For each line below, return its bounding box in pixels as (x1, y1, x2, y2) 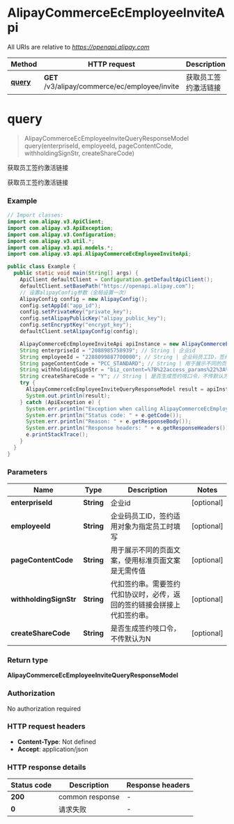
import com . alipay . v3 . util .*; (7, 238, 95, 244)
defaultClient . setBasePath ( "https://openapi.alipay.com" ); (19, 282, 195, 290)
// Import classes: (7, 212, 64, 219)
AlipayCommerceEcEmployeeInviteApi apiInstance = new (19, 340, 179, 348)
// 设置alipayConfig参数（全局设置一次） (19, 289, 129, 296)
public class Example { (7, 263, 77, 270)
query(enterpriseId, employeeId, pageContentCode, (24, 141, 173, 150)
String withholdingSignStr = (19, 366, 104, 373)
